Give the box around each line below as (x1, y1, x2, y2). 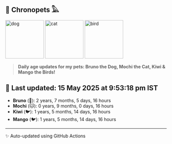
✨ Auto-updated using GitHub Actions (5, 133, 86, 139)
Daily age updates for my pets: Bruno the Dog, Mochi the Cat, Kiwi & (17, 63, 166, 69)
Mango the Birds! (17, 69, 55, 75)
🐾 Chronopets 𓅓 (5, 6, 59, 14)
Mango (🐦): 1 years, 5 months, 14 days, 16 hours (12, 116, 116, 122)
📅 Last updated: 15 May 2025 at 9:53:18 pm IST (5, 84, 158, 92)
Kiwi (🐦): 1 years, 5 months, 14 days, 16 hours (12, 108, 111, 114)
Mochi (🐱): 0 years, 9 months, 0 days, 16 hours (12, 103, 114, 109)
